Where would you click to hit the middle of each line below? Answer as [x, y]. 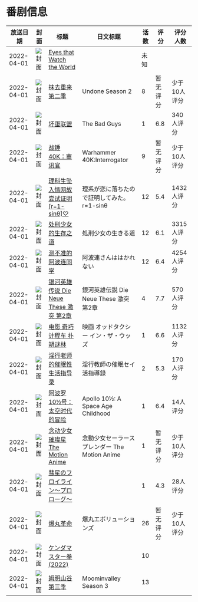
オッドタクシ [113, 327]
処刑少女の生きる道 [109, 233]
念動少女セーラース [109, 438]
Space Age [98, 406]
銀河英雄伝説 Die [105, 290]
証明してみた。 [109, 198]
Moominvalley [101, 578]
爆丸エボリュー [103, 519]
